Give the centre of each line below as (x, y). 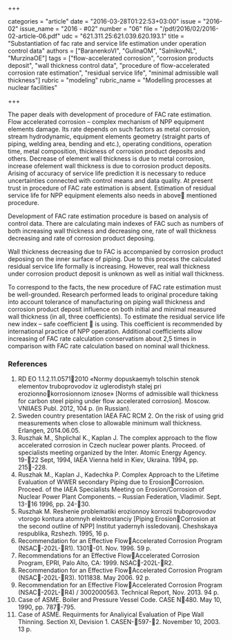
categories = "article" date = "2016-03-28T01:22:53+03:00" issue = (105, 21)
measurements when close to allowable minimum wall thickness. (110, 423)
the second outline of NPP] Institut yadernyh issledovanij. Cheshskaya (118, 526)
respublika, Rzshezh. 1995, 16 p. (64, 533)
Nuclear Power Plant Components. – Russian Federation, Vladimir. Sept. (119, 497)
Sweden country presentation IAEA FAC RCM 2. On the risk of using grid (120, 416)
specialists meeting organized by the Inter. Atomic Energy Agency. (112, 453)
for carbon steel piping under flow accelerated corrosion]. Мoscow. (114, 401)
